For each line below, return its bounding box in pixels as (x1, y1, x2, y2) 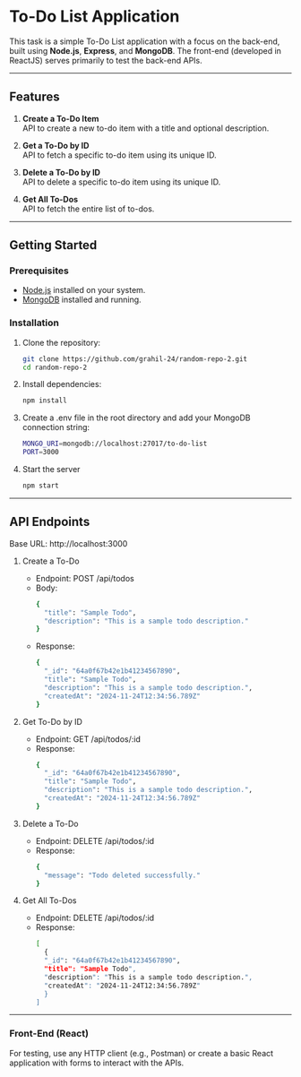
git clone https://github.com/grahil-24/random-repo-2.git (21, 354, 248, 364)
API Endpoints (9, 514, 90, 530)
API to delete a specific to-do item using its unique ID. (21, 177, 221, 187)
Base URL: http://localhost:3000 (9, 538, 128, 548)
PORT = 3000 (21, 448, 60, 457)
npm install (21, 396, 67, 405)
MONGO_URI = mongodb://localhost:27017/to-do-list (21, 439, 208, 449)
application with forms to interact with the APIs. (9, 1057, 185, 1068)
